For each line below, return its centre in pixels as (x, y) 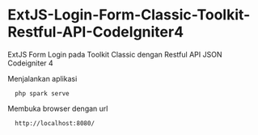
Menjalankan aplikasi (42, 78)
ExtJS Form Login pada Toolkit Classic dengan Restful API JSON (115, 54)
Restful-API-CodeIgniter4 (95, 32)
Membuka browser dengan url (58, 108)
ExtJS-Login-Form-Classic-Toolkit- (129, 15)
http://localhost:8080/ (55, 123)
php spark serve (42, 93)
